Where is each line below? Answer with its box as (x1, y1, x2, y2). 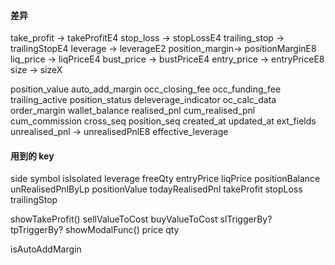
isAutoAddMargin (10, 243, 82, 255)
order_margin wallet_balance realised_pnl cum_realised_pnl (10, 105, 256, 117)
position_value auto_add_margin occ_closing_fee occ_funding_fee (10, 83, 282, 95)
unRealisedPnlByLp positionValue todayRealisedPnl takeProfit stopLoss (10, 183, 303, 195)
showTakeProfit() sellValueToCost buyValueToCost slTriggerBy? (10, 213, 273, 225)
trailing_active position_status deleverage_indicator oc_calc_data (10, 94, 277, 106)
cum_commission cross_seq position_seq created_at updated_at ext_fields (10, 115, 317, 127)
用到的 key (10, 150, 55, 162)
